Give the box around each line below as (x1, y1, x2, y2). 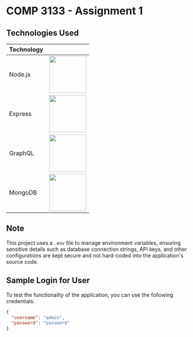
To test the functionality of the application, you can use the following (6, 291, 173, 298)
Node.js (9, 70, 31, 78)
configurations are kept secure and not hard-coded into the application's (6, 251, 184, 259)
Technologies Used (6, 28, 79, 38)
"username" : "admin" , (11, 314, 65, 320)
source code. (6, 258, 38, 265)
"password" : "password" (11, 320, 70, 326)
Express (9, 110, 32, 118)
